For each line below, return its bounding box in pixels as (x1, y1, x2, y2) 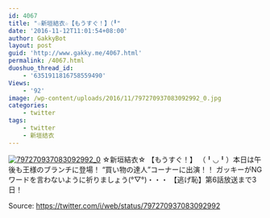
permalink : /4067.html (8, 57, 85, 65)
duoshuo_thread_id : (8, 64, 74, 72)
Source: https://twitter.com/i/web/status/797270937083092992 (8, 200, 221, 210)
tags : (8, 117, 27, 125)
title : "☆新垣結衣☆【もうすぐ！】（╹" (8, 19, 121, 27)
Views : (8, 79, 31, 87)
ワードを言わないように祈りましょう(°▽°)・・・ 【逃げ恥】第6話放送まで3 (8, 175, 257, 184)
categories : (8, 101, 48, 109)
